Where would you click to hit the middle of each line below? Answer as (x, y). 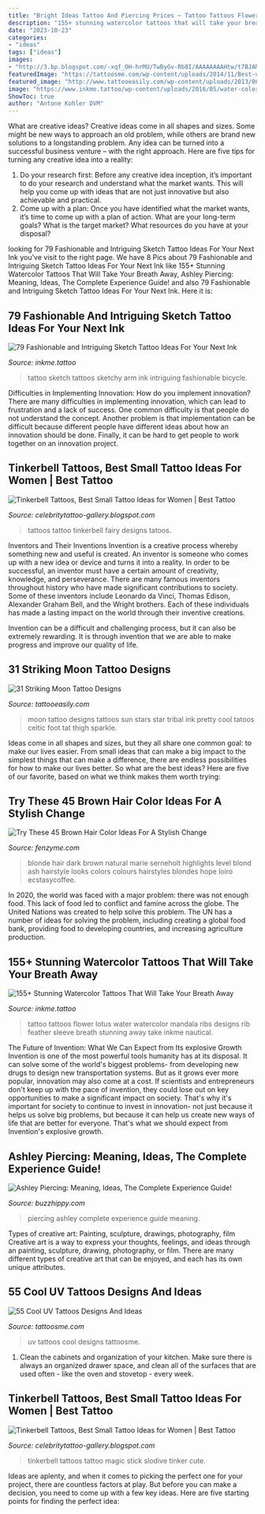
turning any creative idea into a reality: (71, 160)
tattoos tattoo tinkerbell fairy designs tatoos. (99, 530)
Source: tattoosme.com (47, 1326)
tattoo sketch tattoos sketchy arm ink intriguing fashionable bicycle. (137, 378)
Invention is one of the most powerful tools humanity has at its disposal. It (128, 1056)
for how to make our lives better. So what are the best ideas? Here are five (129, 768)
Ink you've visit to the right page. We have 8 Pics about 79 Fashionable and (130, 257)
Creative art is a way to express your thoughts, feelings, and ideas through (129, 1242)
